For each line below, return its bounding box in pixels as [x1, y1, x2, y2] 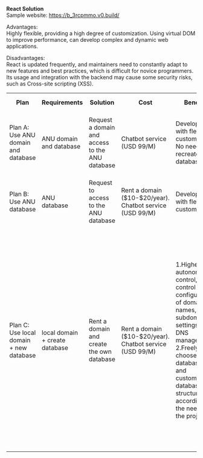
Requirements [41, 98, 83, 107]
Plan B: [9, 190, 29, 198]
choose [175, 351, 197, 359]
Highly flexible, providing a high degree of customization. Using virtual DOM [6, 30, 196, 37]
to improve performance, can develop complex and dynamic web [6, 36, 169, 43]
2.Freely [175, 343, 199, 352]
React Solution [6, 5, 44, 12]
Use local [9, 328, 36, 337]
